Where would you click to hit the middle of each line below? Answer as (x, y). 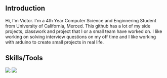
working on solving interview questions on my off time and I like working (81, 36)
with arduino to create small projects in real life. (55, 42)
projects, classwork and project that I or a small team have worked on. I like (84, 31)
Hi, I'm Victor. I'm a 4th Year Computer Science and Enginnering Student (81, 20)
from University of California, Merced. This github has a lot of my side (78, 26)
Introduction (25, 8)
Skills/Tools (24, 58)
